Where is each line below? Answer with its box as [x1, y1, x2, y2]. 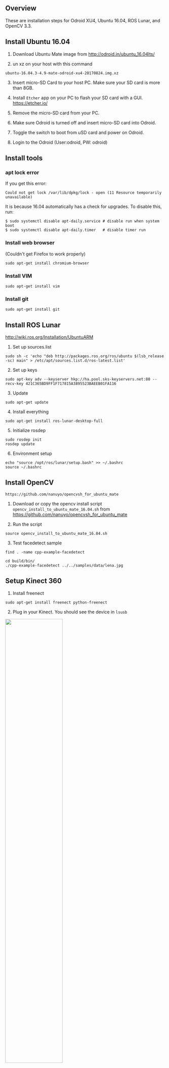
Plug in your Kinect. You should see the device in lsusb [12, 609, 128, 615]
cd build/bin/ [5, 559, 35, 564]
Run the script [12, 521, 42, 527]
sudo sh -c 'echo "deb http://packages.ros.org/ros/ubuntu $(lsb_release [5, 354, 164, 359]
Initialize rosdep [12, 428, 46, 434]
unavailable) [5, 195, 33, 200]
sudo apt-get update [5, 400, 49, 405]
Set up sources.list [12, 344, 52, 350]
